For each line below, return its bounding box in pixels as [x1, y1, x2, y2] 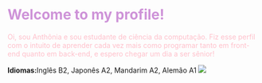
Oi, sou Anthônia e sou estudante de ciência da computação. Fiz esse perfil [7, 32, 256, 41]
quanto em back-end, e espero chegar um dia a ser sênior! [22, 49, 215, 58]
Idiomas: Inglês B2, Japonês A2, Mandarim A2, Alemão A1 [7, 65, 197, 75]
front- [230, 40, 250, 49]
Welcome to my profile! [7, 6, 165, 24]
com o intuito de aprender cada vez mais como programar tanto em [7, 40, 229, 49]
